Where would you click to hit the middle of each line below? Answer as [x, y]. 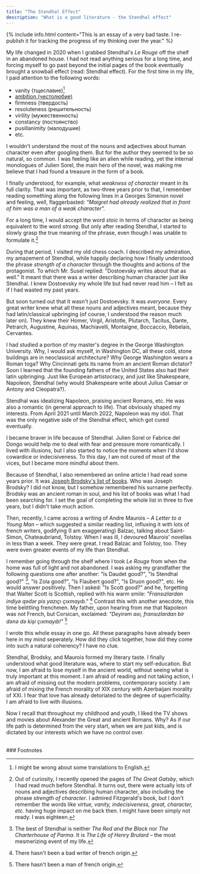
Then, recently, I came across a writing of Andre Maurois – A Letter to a [94, 518]
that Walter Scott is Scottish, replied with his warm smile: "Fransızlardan [95, 594]
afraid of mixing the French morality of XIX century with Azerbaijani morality [99, 689]
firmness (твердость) [41, 103]
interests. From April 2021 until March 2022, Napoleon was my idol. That [95, 413]
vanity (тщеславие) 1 [40, 90]
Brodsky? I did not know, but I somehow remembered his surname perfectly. [100, 487]
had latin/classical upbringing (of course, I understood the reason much [94, 314]
